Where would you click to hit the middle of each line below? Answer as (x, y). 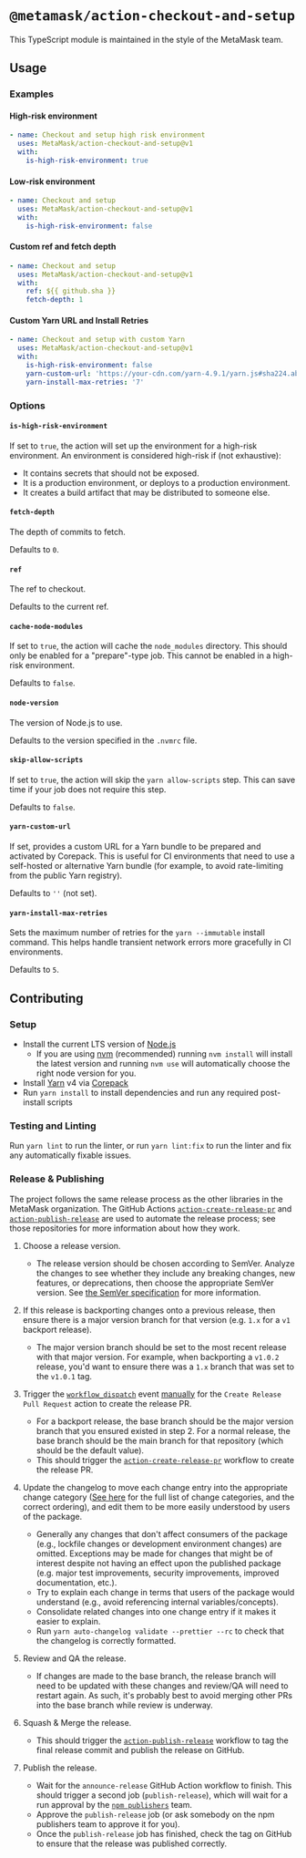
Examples (32, 94)
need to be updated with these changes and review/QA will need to (162, 1686)
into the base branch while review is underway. (125, 1705)
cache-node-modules (46, 626)
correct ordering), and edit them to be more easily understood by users (156, 1506)
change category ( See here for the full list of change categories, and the (158, 1497)
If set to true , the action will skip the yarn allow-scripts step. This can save (153, 779)
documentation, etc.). (76, 1582)
